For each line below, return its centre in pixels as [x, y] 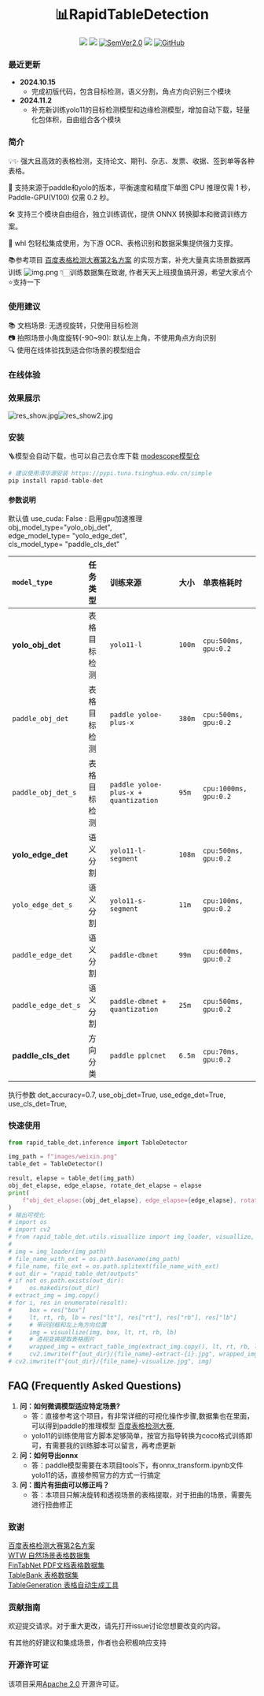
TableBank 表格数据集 [43, 1575]
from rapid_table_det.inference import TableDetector [98, 1143]
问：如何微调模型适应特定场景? [70, 1406]
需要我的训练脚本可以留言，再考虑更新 [114, 1445]
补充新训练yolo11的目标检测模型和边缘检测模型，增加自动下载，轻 [137, 110]
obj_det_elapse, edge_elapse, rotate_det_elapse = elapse [105, 1186]
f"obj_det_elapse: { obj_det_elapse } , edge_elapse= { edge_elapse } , [130, 1200]
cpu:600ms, [223, 951]
